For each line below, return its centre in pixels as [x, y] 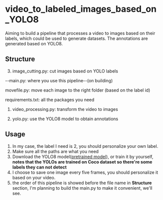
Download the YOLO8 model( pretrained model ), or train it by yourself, [83, 157]
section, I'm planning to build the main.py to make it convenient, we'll [82, 188]
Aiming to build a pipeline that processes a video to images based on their [80, 33]
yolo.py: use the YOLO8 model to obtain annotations [65, 119]
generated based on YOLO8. [34, 43]
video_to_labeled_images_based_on [81, 9]
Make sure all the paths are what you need [55, 151]
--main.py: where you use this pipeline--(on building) [59, 80]
